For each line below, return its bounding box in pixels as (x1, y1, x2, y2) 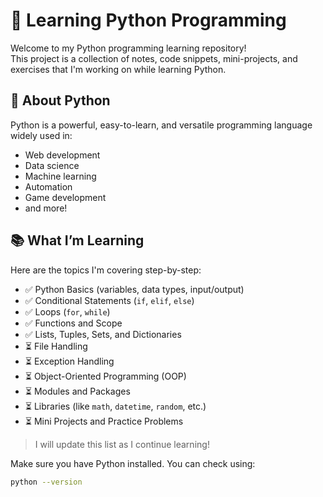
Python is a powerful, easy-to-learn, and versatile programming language (10, 119, 313, 131)
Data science (24, 159, 80, 171)
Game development (24, 191, 107, 203)
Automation (24, 180, 73, 193)
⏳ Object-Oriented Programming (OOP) (24, 370, 187, 382)
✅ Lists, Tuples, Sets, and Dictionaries (24, 328, 182, 340)
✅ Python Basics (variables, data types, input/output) (24, 283, 245, 295)
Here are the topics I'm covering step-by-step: (10, 264, 202, 276)
